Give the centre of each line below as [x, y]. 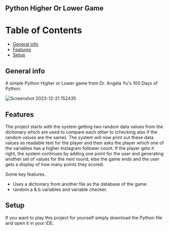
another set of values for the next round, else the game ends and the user [82, 159]
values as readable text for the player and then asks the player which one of [84, 143]
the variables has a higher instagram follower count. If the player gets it [80, 148]
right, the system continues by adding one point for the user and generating [84, 153]
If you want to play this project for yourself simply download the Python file [84, 217]
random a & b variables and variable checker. [60, 189]
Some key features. [26, 174]
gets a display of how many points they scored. [55, 164]
